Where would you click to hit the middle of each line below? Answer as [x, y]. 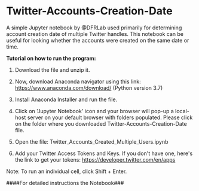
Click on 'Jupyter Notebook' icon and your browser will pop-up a [94, 111]
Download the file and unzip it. [52, 69]
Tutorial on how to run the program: [51, 58]
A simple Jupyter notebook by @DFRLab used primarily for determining [94, 28]
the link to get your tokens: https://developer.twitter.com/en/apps [95, 159]
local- [182, 111]
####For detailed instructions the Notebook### [65, 183]
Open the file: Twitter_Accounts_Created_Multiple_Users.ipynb [91, 141]
